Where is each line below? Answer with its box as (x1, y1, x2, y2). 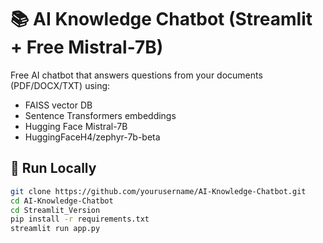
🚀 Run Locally (10, 160, 97, 177)
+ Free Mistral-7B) (10, 36, 164, 59)
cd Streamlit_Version (10, 205, 101, 215)
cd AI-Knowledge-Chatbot (10, 196, 114, 206)
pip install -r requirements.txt (10, 214, 150, 225)
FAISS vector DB (24, 99, 93, 111)
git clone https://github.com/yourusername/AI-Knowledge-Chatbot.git (10, 186, 307, 196)
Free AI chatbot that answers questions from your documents (10, 69, 263, 81)
